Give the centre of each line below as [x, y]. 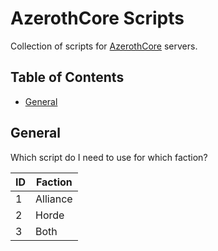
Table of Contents [67, 77]
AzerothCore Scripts [97, 18]
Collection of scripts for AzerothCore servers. [104, 46]
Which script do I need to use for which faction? [109, 157]
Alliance [54, 199]
